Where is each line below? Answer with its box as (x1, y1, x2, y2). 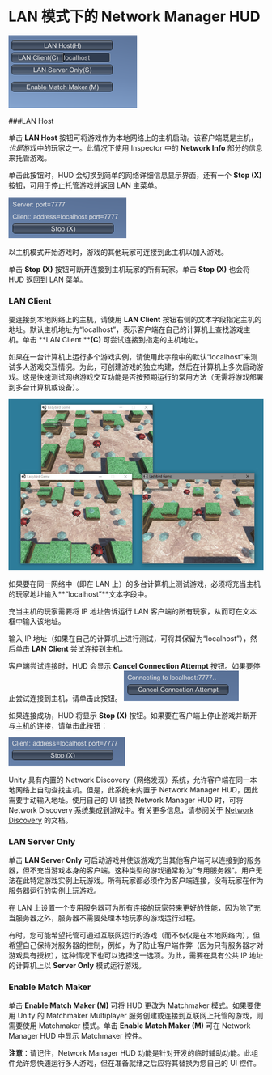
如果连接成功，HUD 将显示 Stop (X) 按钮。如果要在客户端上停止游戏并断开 (8, 710, 257, 720)
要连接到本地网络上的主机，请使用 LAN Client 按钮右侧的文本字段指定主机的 (8, 315, 262, 325)
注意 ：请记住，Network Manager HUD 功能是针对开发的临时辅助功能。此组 (8, 1048, 259, 1058)
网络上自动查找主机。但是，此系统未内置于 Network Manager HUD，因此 (15, 784, 259, 794)
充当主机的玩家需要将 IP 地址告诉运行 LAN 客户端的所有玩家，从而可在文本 (8, 606, 257, 616)
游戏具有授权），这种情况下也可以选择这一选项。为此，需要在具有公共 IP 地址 (8, 950, 264, 960)
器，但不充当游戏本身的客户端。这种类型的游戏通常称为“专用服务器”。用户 (8, 865, 257, 875)
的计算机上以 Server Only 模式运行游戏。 (8, 960, 146, 970)
